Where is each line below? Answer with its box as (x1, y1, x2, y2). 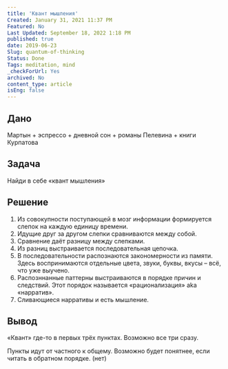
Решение (7, 197, 49, 208)
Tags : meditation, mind (7, 61, 76, 68)
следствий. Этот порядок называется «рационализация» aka (17, 281, 198, 289)
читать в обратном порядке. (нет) (7, 355, 107, 363)
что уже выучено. (17, 266, 70, 275)
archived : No (7, 74, 45, 81)
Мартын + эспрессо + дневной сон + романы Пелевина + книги (7, 130, 196, 139)
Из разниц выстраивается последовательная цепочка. (17, 244, 179, 252)
